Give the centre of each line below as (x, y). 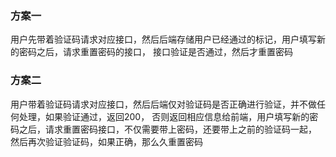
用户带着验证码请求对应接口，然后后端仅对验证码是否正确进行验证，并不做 (163, 104)
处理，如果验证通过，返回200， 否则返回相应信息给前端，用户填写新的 (164, 116)
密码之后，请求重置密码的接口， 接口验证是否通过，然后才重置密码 (155, 52)
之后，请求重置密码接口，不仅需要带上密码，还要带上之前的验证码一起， (167, 129)
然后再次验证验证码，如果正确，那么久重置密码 (106, 141)
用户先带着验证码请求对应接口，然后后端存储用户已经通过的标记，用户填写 (163, 39)
